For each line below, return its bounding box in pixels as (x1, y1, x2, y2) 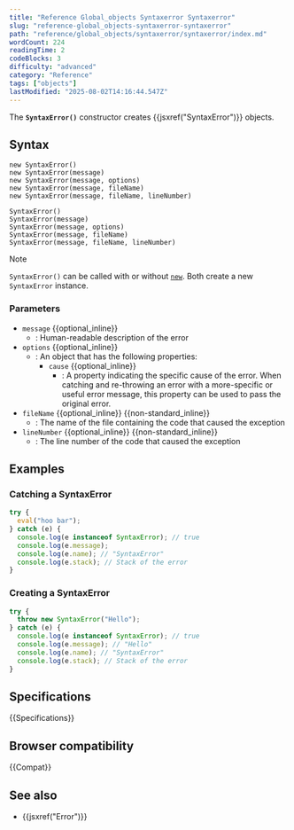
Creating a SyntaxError (9, 587, 111, 599)
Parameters (9, 302, 60, 315)
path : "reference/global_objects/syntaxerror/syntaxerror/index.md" (9, 29, 267, 38)
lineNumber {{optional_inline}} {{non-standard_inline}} (21, 427, 219, 437)
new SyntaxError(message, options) (9, 176, 141, 185)
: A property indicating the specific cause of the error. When (61, 370, 282, 380)
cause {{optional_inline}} (48, 360, 137, 371)
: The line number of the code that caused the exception (35, 435, 241, 446)
